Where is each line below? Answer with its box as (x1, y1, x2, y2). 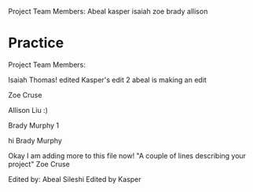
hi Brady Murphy (8, 136, 63, 145)
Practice (8, 34, 64, 52)
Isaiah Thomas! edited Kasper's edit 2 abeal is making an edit (8, 74, 207, 85)
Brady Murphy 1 (8, 121, 60, 130)
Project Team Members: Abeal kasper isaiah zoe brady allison (8, 7, 208, 16)
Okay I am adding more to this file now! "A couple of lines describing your (8, 150, 246, 160)
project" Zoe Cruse (8, 159, 71, 168)
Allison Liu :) (8, 105, 49, 114)
